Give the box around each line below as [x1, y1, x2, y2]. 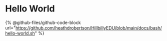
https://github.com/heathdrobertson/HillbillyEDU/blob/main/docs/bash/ [15, 24, 162, 30]
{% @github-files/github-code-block [5, 19, 81, 25]
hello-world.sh [5, 30, 35, 36]
